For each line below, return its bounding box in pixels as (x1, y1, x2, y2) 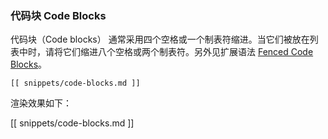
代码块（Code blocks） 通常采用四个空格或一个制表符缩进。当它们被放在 (10, 33, 310, 46)
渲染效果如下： (10, 97, 72, 109)
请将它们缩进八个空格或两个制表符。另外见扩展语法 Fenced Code (44, 46, 314, 58)
